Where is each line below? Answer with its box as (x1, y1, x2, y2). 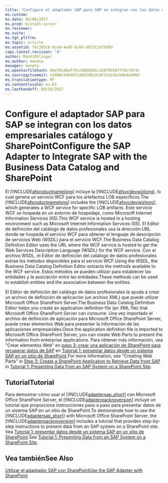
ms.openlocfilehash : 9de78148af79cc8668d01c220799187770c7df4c (5, 68, 140, 73)
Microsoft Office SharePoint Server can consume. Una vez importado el (5, 310, 153, 316)
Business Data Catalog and (5, 162, 120, 173)
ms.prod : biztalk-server (5, 21, 57, 27)
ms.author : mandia (5, 59, 43, 64)
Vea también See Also (5, 454, 73, 462)
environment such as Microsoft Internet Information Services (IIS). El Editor (5, 221, 159, 227)
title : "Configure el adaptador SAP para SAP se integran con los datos (5, 7, 160, 13)
